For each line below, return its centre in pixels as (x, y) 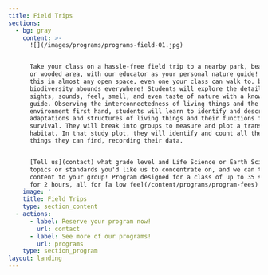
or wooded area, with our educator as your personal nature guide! (144, 74)
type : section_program (60, 251)
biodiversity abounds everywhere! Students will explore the (133, 88)
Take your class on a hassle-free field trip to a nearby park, (138, 67)
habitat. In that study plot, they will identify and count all (138, 134)
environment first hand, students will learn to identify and (135, 111)
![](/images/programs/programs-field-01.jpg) (106, 45)
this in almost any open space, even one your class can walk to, (142, 81)
